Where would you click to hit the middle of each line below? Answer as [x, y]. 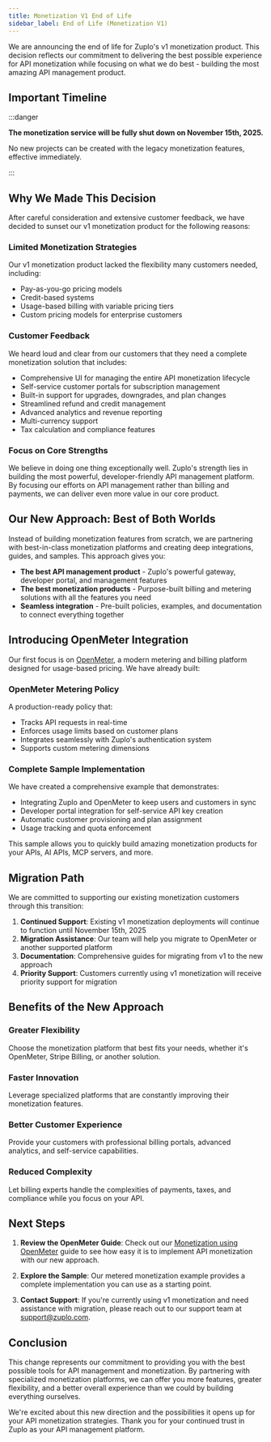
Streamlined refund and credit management [93, 403]
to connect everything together [72, 614]
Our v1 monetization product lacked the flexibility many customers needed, [133, 265]
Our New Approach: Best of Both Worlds [112, 519]
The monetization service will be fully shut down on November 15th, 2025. [136, 133]
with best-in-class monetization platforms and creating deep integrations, [131, 547]
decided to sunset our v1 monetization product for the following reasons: [129, 227]
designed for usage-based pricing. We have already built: [104, 668]
